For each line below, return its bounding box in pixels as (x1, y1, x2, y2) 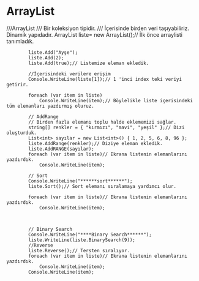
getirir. (6, 81, 29, 88)
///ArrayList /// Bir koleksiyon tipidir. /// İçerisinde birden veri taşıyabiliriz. (6, 24, 190, 32)
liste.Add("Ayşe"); (28, 49, 78, 56)
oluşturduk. (6, 130, 37, 136)
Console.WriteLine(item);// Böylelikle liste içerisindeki (39, 97, 193, 103)
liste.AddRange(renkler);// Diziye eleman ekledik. (28, 140, 163, 146)
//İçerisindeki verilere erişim (28, 70, 111, 77)
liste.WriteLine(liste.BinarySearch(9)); (28, 237, 136, 243)
